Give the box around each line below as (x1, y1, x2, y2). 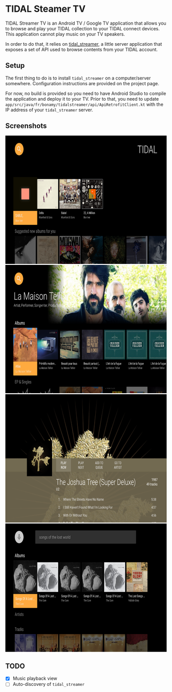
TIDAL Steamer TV (5, 3, 86, 15)
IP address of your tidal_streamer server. (5, 106, 93, 113)
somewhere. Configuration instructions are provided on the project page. (5, 80, 160, 86)
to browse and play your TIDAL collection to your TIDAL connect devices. (5, 25, 160, 31)
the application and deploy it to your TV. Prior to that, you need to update (5, 95, 159, 102)
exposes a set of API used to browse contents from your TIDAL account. (5, 46, 158, 52)
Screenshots (5, 122, 47, 130)
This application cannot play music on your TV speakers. (5, 31, 125, 37)
